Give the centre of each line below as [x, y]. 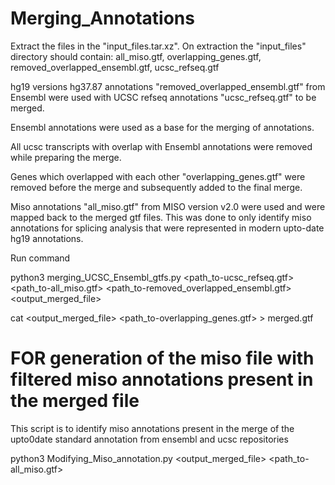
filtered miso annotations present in [162, 379]
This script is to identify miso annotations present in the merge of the [152, 428]
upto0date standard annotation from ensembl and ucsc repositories [149, 439]
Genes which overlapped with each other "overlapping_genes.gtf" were [158, 176]
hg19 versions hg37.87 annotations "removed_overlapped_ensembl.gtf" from [168, 86]
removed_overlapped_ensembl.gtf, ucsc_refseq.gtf [115, 67]
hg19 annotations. [47, 238]
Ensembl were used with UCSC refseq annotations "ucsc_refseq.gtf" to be [163, 97]
